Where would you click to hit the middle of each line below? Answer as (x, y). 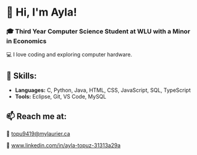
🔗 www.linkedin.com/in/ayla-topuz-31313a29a (64, 145)
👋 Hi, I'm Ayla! (42, 12)
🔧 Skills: (22, 75)
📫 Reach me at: (36, 116)
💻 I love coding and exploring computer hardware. (69, 55)
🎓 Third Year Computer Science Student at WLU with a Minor (98, 31)
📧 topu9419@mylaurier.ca (38, 134)
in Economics (27, 41)
